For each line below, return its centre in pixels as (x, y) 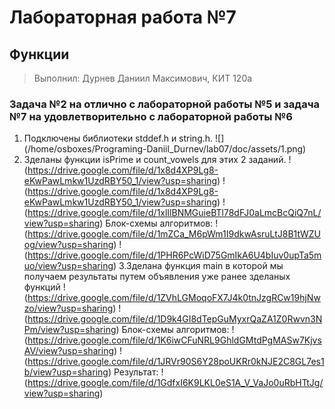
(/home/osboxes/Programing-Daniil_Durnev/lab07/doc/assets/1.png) (165, 149)
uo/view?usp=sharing (68, 266)
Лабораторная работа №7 (123, 17)
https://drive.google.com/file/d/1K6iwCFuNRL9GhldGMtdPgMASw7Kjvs (174, 340)
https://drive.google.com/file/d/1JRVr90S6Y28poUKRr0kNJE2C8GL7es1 (176, 362)
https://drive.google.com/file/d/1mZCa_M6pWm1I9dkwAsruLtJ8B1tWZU (174, 234)
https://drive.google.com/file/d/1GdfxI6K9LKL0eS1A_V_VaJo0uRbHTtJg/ (175, 383)
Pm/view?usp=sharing (70, 330)
